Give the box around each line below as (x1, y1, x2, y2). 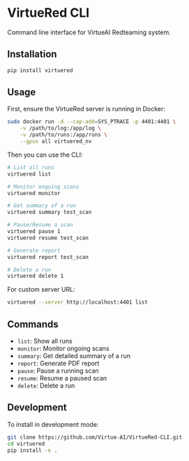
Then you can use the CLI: (7, 150, 83, 159)
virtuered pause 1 (7, 228, 61, 235)
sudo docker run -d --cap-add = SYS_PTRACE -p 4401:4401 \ (7, 118, 176, 125)
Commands (7, 318, 59, 330)
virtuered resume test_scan (7, 234, 89, 241)
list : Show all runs (17, 337, 73, 345)
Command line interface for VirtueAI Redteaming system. (7, 28, 171, 36)
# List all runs (7, 164, 54, 171)
